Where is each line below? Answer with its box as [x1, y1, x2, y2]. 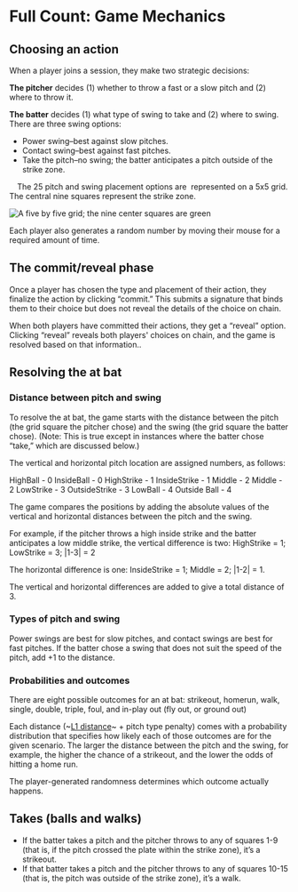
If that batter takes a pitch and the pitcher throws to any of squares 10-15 [21, 863, 288, 873]
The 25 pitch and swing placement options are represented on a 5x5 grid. [17, 181, 288, 192]
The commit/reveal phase [9, 261, 154, 276]
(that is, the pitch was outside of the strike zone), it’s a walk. [21, 872, 241, 883]
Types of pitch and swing [9, 613, 121, 625]
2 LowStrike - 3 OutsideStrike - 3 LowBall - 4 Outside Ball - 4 [9, 484, 232, 494]
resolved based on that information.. [9, 339, 142, 350]
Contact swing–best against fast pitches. [21, 145, 171, 156]
